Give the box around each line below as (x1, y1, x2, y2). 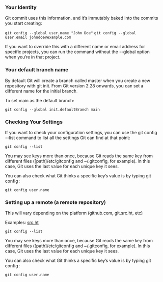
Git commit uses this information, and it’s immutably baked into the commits (5, 15, 159, 21)
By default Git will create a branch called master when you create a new (5, 78, 151, 84)
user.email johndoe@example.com (5, 35, 71, 40)
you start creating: (5, 20, 43, 26)
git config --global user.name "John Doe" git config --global (5, 31, 136, 36)
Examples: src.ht (5, 220, 39, 226)
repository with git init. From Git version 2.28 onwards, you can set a (5, 83, 144, 88)
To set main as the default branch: (5, 97, 75, 103)
